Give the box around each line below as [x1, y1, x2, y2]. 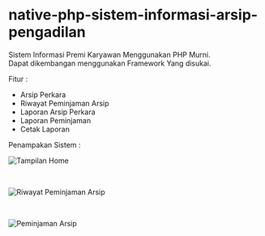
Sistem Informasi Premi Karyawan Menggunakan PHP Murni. [8, 49, 211, 59]
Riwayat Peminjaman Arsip [19, 98, 109, 108]
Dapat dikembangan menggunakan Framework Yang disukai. [8, 58, 212, 68]
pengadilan [8, 23, 87, 41]
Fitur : [8, 74, 28, 84]
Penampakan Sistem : [8, 139, 81, 149]
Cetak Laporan [19, 124, 71, 134]
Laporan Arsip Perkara [19, 107, 96, 117]
